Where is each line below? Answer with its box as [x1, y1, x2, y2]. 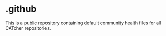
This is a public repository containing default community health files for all [5, 20, 161, 26]
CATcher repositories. [5, 25, 51, 31]
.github [5, 3, 37, 15]
